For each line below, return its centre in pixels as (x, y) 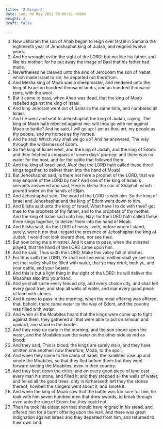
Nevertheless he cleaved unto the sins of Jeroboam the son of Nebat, (82, 72)
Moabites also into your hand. (42, 278)
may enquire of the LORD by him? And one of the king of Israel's (77, 180)
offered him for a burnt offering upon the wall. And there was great (79, 412)
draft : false (19, 23)
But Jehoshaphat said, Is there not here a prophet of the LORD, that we (83, 175)
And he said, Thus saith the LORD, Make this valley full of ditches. (78, 253)
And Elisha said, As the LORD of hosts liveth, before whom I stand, (79, 227)
